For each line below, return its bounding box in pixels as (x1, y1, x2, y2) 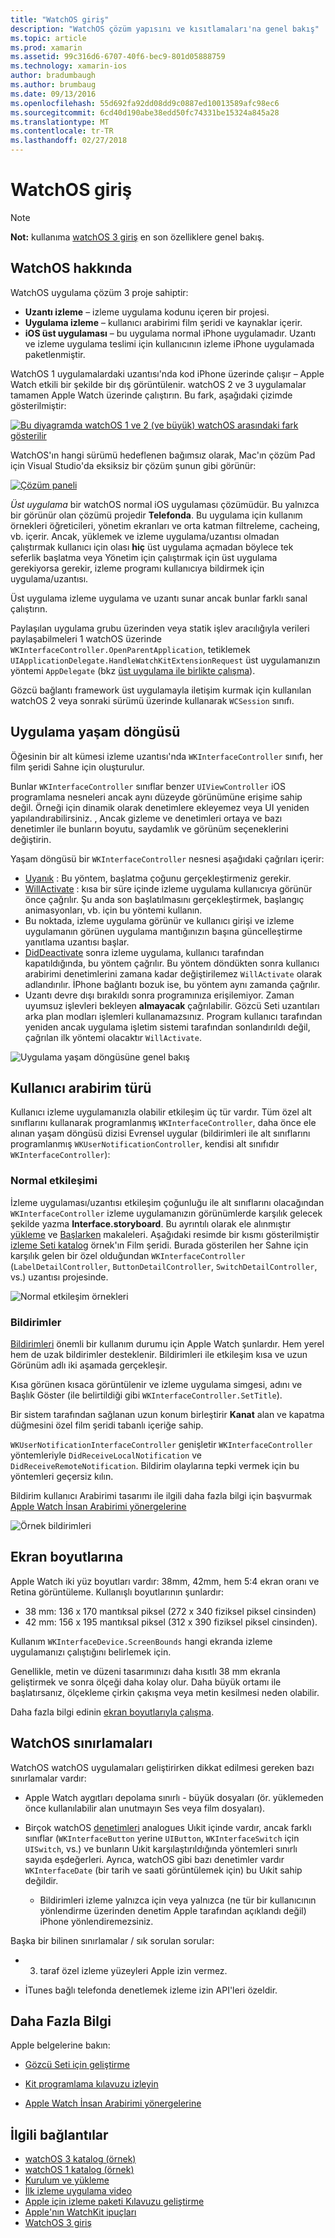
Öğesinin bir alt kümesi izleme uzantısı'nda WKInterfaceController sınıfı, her (10, 750, 324, 762)
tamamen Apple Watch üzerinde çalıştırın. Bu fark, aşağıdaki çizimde (10, 389, 293, 401)
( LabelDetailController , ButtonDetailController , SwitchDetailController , (10, 1260, 318, 1272)
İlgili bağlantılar (10, 2126, 109, 2143)
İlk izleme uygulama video (24, 2185, 133, 2197)
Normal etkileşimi (10, 1174, 98, 1188)
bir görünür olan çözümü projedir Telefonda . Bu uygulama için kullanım (10, 509, 303, 521)
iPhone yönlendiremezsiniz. (39, 1915, 154, 1927)
